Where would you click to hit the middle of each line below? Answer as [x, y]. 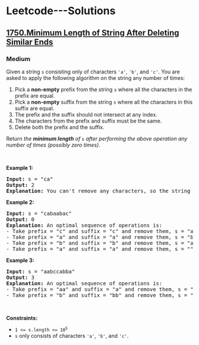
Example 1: [20, 167]
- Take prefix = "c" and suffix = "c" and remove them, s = [95, 231]
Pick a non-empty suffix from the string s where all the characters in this [104, 102]
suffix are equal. [34, 108]
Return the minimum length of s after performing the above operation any [97, 138]
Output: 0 [20, 219]
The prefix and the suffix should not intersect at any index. [86, 114]
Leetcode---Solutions [61, 11]
